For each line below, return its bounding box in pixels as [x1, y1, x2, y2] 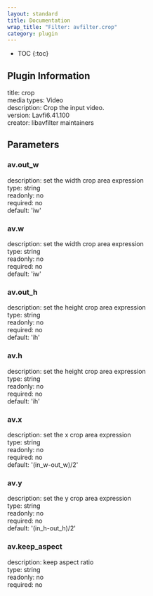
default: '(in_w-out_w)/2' [7, 460, 79, 469]
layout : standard [7, 10, 58, 18]
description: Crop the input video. [7, 104, 105, 112]
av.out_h [7, 287, 38, 297]
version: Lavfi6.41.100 [7, 111, 70, 120]
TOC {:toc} [17, 49, 49, 58]
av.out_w [7, 160, 39, 170]
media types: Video [7, 96, 64, 104]
